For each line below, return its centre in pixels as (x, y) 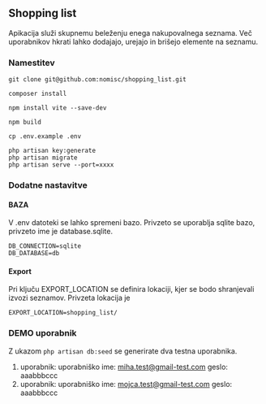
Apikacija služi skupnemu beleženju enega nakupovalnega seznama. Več (131, 33)
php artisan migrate (43, 158)
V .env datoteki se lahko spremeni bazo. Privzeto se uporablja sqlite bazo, (132, 223)
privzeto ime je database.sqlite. (61, 232)
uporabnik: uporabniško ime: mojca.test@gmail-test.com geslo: (126, 384)
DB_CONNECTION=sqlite (45, 246)
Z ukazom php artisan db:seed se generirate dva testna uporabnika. (123, 351)
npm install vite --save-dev (58, 108)
